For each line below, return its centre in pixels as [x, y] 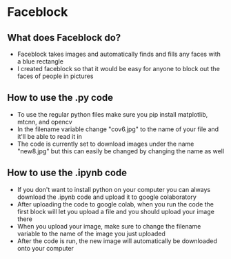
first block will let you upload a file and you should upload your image [116, 211]
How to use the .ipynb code [67, 173]
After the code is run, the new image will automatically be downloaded [117, 241]
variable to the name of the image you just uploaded [91, 233]
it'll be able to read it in [50, 136]
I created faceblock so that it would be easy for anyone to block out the [119, 69]
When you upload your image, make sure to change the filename [109, 226]
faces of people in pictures [55, 76]
